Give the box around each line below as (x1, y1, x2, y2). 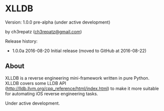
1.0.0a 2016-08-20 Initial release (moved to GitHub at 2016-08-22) (12, 48, 147, 54)
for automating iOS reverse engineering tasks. (5, 90, 98, 96)
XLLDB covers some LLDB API (5, 80, 66, 86)
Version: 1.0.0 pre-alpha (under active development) (5, 19, 110, 25)
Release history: (5, 38, 38, 44)
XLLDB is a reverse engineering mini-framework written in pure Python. (5, 75, 150, 81)
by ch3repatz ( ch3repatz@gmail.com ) (5, 28, 82, 34)
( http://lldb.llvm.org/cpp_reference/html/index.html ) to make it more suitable (5, 85, 159, 91)
